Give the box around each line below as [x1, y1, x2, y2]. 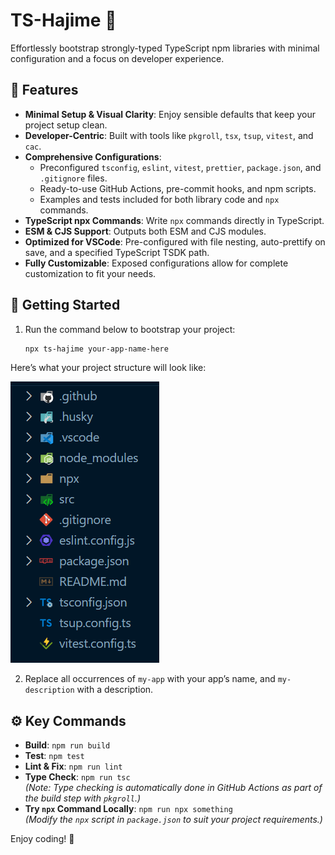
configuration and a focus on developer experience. [10, 52, 225, 64]
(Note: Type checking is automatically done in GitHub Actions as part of [24, 782, 323, 794]
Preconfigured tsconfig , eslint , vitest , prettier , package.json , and [39, 161, 322, 173]
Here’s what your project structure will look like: [10, 362, 207, 374]
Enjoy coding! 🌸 [10, 833, 75, 845]
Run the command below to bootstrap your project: [24, 323, 236, 335]
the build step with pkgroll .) [24, 792, 142, 804]
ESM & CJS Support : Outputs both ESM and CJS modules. [24, 225, 267, 237]
